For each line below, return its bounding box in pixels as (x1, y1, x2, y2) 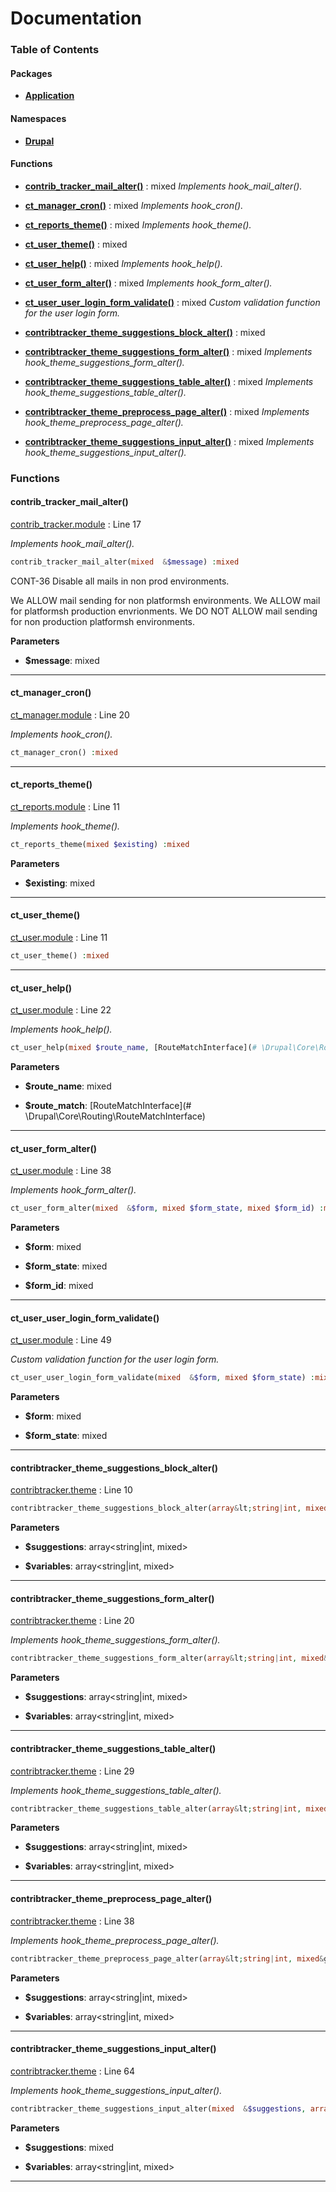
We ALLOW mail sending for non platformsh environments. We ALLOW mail (10, 594, 321, 606)
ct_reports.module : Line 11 (10, 801, 121, 812)
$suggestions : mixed (24, 2141, 115, 2153)
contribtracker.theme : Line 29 (10, 1765, 135, 1777)
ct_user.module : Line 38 (10, 1165, 112, 1177)
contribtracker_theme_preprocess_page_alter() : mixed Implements (24, 405, 310, 417)
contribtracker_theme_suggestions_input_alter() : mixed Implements (24, 435, 315, 447)
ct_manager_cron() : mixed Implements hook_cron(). (24, 199, 244, 211)
